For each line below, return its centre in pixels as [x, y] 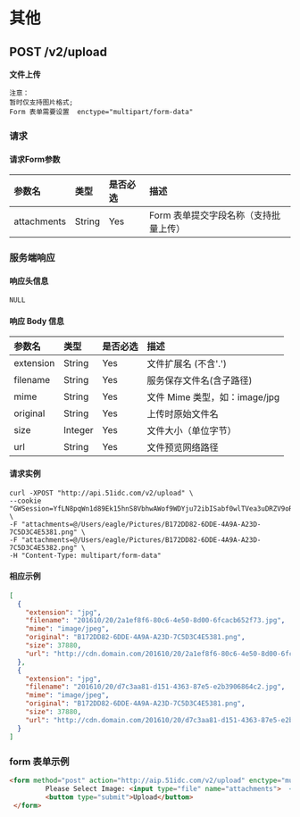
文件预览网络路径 [183, 447]
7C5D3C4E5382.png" [43, 547]
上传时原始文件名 [183, 414]
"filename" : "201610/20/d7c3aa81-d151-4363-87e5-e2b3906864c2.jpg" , [155, 687]
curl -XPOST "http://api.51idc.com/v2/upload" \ [101, 493]
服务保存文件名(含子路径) [200, 380]
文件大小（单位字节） [192, 431]
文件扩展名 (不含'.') [187, 364]
